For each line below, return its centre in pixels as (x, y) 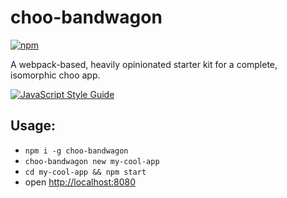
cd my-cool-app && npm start (85, 172)
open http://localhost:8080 (80, 182)
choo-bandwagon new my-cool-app (92, 161)
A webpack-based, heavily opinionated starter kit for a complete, (144, 64)
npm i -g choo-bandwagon (76, 151)
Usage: (33, 126)
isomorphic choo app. (55, 75)
